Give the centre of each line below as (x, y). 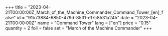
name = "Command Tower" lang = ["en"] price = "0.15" (94, 23)
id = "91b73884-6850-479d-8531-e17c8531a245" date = (75, 18)
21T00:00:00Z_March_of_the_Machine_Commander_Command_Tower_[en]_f (84, 12)
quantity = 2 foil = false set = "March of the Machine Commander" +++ (79, 28)
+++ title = (16, 7)
